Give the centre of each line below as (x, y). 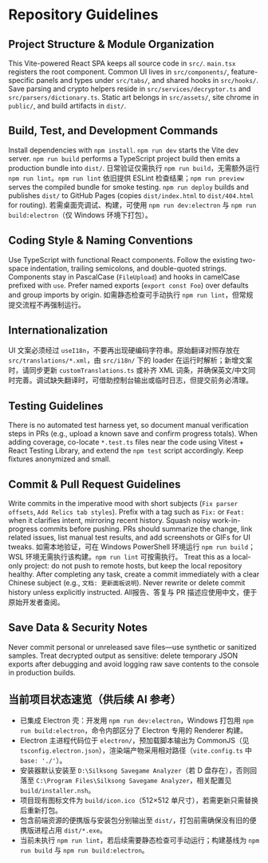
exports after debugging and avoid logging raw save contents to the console (134, 663)
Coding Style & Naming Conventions (100, 241)
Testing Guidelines (56, 406)
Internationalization (58, 330)
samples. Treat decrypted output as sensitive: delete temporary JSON (123, 655)
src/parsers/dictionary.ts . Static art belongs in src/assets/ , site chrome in (134, 97)
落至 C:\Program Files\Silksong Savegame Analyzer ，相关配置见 (126, 780)
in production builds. (42, 672)
